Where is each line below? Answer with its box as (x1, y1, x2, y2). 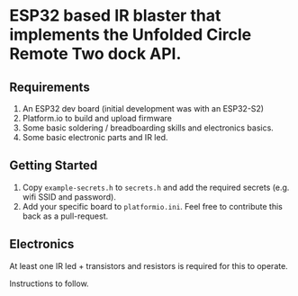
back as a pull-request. (22, 211, 109, 221)
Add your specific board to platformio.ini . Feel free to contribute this (22, 201, 284, 211)
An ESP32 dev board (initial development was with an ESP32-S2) (22, 103, 264, 113)
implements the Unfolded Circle (9, 24, 252, 45)
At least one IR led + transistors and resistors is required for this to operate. (9, 260, 288, 271)
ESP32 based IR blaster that (9, 5, 221, 26)
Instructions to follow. (9, 278, 89, 289)
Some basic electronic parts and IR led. (22, 132, 168, 142)
